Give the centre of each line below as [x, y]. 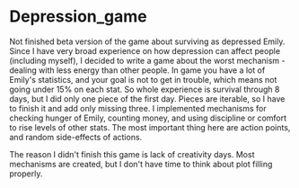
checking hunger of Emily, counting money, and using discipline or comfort [148, 118]
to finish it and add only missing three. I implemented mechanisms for [138, 108]
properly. [26, 174]
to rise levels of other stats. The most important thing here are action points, [150, 127]
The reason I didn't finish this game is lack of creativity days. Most [132, 154]
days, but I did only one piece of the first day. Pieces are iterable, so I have [147, 98]
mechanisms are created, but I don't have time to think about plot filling [141, 164]
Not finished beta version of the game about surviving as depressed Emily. [147, 41]
